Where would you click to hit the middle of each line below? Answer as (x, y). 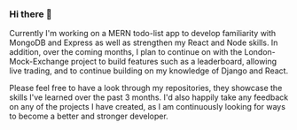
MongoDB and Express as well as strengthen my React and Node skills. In (144, 42)
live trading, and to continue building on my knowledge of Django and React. (149, 71)
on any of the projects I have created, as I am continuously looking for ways (148, 107)
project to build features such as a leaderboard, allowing (174, 62)
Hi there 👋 (31, 14)
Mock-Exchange (39, 62)
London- (260, 52)
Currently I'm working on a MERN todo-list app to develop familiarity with (143, 34)
